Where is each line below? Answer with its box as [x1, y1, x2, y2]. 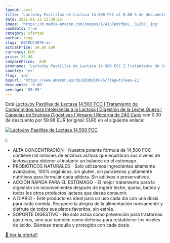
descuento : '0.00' [5, 82, 44, 87]
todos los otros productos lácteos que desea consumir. [12, 190, 127, 196]
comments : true [5, 26, 37, 31]
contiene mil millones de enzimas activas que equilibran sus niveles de [12, 152, 160, 158]
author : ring [5, 36, 33, 41]
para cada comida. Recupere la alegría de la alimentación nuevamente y [12, 200, 163, 207]
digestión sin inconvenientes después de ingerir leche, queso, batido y [12, 185, 160, 191]
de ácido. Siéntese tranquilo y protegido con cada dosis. [12, 222, 131, 228]
